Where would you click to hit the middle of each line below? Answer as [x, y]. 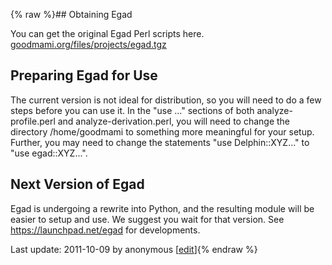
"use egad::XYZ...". [49, 153]
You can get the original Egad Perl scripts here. [107, 33]
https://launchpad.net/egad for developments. [105, 230]
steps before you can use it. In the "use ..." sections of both [132, 110]
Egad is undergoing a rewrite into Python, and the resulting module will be [162, 208]
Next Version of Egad [77, 184]
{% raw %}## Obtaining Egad [71, 14]
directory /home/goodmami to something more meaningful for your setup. [162, 131]
